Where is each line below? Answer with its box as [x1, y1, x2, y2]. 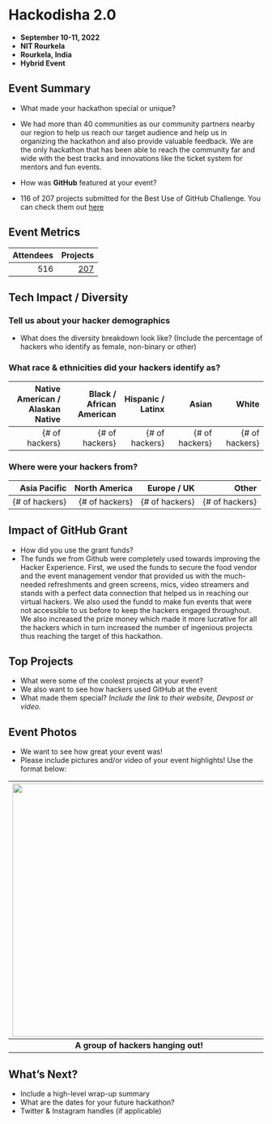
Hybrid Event [19, 58, 66, 68]
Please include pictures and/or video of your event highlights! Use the [19, 756, 253, 765]
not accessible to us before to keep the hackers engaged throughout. [19, 605, 252, 615]
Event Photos [8, 725, 77, 739]
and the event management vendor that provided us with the [19, 571, 223, 581]
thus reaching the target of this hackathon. [19, 631, 164, 641]
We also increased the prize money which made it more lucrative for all [19, 614, 257, 624]
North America [74, 482, 134, 493]
